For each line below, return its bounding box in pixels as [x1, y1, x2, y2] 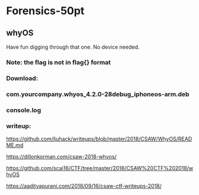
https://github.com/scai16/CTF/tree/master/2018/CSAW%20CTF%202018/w [6, 164, 194, 171]
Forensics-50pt [6, 4, 85, 18]
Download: [6, 74, 39, 82]
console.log [6, 106, 42, 114]
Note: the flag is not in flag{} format [6, 58, 111, 66]
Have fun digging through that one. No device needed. [6, 43, 140, 50]
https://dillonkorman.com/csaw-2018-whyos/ [6, 153, 117, 160]
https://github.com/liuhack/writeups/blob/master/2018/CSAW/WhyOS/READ [6, 135, 192, 142]
